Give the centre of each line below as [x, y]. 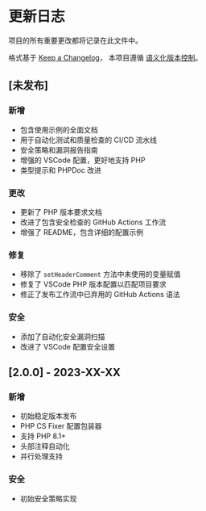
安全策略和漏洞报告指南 [59, 149]
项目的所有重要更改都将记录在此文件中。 [75, 40]
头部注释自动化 [45, 446]
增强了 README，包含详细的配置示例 [81, 232]
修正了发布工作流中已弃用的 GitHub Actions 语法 [100, 295]
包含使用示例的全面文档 [59, 129]
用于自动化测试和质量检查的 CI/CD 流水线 [89, 140]
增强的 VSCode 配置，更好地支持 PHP [82, 160]
